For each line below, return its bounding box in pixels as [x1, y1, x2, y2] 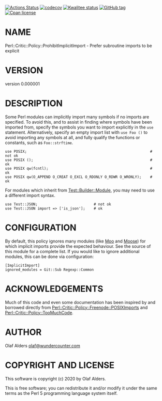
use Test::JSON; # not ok [5, 202, 111, 207]
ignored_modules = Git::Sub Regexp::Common [5, 267, 94, 272]
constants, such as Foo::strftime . [5, 140, 74, 145]
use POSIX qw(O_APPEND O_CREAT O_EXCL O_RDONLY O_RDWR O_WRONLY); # [5, 175, 152, 179]
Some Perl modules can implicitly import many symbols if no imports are [5, 114, 149, 120]
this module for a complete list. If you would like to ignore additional [5, 248, 140, 254]
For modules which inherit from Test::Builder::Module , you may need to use [5, 187, 155, 193]
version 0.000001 [5, 80, 40, 87]
